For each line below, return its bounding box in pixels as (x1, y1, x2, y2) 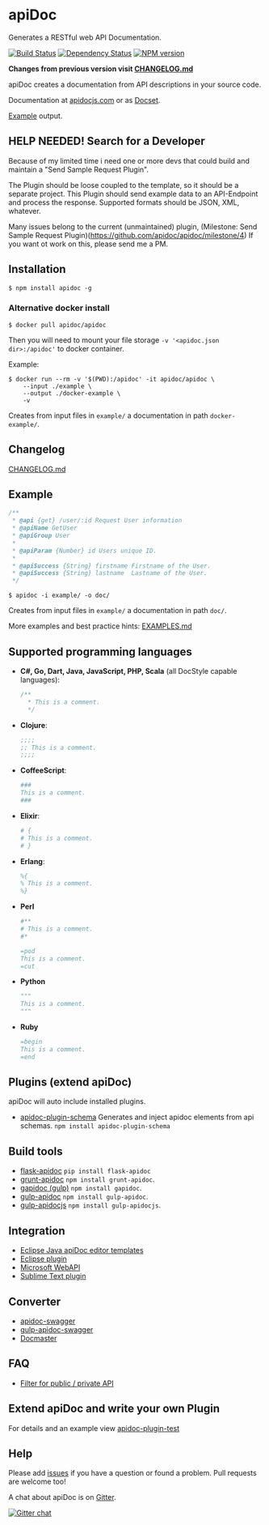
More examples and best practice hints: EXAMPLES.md (8, 621, 192, 631)
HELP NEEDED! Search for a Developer (8, 134, 206, 148)
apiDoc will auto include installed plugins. (8, 1097, 146, 1106)
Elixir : (19, 811, 40, 820)
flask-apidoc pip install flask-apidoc (19, 1166, 151, 1176)
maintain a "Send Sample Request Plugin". (8, 164, 149, 174)
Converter (8, 1294, 61, 1309)
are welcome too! (8, 1476, 66, 1487)
